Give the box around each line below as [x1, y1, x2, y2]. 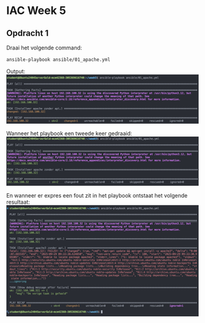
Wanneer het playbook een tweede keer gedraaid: [6, 130, 132, 137]
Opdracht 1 [6, 28, 49, 38]
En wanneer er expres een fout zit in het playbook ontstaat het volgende [6, 192, 188, 199]
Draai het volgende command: [6, 44, 82, 51]
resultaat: [6, 199, 31, 206]
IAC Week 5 [6, 4, 67, 18]
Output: [6, 68, 26, 75]
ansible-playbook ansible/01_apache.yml [6, 57, 111, 63]
